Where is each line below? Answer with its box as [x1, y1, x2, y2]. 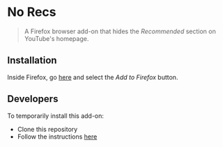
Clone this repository [17, 125, 78, 133]
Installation [7, 55, 57, 67]
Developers [7, 93, 59, 105]
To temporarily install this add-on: [7, 112, 105, 120]
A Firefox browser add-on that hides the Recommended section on [24, 27, 216, 35]
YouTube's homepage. [24, 34, 89, 42]
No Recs [7, 4, 57, 20]
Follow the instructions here [17, 132, 98, 141]
